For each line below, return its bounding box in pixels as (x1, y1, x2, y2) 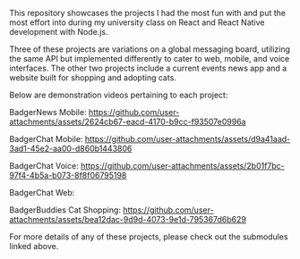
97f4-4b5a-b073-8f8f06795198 (9, 170, 127, 180)
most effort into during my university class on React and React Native (9, 17, 265, 28)
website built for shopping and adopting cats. (9, 72, 177, 83)
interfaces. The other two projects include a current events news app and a (9, 63, 287, 73)
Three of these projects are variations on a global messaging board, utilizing (9, 44, 291, 54)
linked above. (9, 241, 59, 251)
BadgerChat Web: (9, 188, 75, 197)
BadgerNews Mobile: (9, 107, 87, 117)
